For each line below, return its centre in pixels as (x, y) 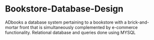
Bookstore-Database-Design (64, 9)
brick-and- (138, 22)
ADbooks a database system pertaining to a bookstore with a (66, 22)
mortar (12, 27)
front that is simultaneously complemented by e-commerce (78, 27)
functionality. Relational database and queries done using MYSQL (70, 32)
